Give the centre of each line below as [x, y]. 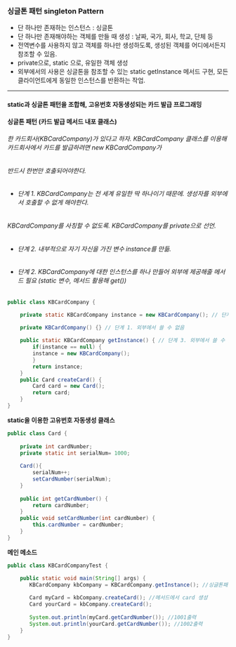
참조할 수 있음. [37, 54]
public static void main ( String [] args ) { [83, 578]
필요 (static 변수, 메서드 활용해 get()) [76, 281]
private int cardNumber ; [56, 446]
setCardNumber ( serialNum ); [72, 479]
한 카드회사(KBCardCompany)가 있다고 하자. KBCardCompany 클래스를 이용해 [117, 139]
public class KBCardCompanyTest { [58, 566]
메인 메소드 [22, 552]
